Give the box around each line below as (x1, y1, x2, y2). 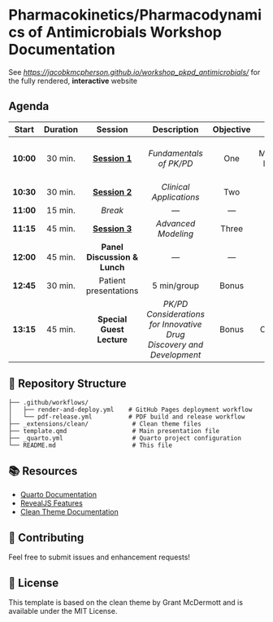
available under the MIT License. (8, 607, 118, 615)
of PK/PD (158, 157, 193, 169)
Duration (43, 124, 79, 135)
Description (152, 124, 199, 135)
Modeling (157, 228, 193, 239)
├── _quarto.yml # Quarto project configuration (8, 434, 242, 442)
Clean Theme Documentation (19, 507, 119, 517)
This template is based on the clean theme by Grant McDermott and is (8, 598, 244, 607)
